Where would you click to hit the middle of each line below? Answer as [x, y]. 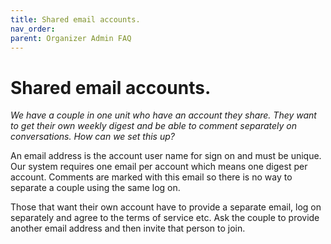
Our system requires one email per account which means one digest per [159, 167]
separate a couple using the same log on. [95, 188]
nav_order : [33, 29]
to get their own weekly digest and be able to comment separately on [153, 126]
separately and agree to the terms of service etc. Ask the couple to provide [165, 218]
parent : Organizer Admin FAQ [71, 38]
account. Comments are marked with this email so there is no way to [151, 177]
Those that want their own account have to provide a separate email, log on [166, 207]
